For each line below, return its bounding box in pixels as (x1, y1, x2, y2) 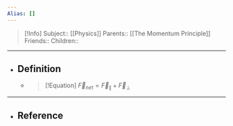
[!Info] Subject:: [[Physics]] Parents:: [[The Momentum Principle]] (24, 29, 211, 37)
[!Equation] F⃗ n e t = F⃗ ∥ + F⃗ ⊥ (44, 81, 131, 91)
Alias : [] (7, 10, 36, 17)
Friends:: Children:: (24, 36, 79, 45)
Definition (17, 63, 61, 75)
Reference (17, 109, 64, 121)
